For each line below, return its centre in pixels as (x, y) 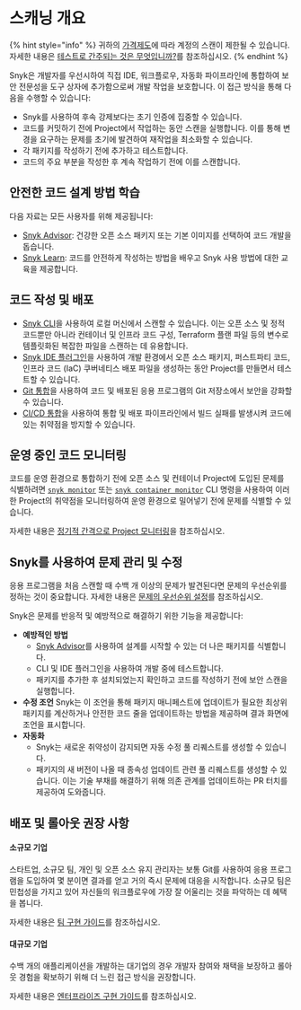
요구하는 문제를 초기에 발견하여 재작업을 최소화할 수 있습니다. (146, 139)
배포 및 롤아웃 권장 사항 (70, 823)
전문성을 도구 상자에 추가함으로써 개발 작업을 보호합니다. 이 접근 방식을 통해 (150, 86)
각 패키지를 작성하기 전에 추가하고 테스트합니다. (105, 150)
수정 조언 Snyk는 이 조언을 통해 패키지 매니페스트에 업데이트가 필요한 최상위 (155, 702)
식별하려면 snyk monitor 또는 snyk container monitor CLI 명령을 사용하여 (142, 489)
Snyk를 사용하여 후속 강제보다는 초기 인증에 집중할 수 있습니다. (132, 117)
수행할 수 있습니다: (58, 97)
